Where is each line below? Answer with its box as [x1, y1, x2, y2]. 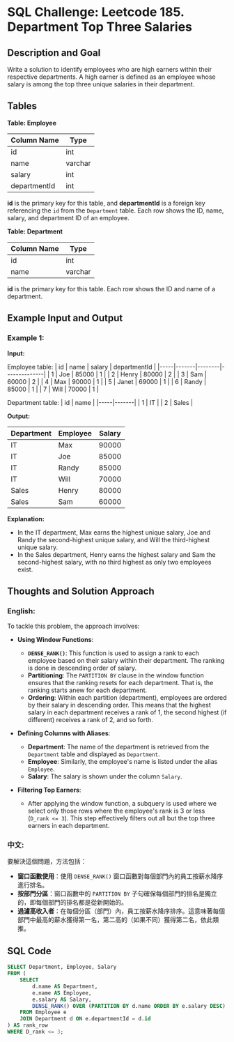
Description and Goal [7, 47, 101, 59]
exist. [17, 565, 33, 574]
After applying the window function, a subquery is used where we [27, 799, 217, 808]
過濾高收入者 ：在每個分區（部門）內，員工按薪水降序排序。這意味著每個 [17, 907, 225, 915]
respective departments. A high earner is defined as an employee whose [7, 72, 216, 81]
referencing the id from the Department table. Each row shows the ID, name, [7, 206, 224, 215]
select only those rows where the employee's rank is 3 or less [27, 806, 205, 815]
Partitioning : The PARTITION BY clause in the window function [27, 671, 204, 680]
